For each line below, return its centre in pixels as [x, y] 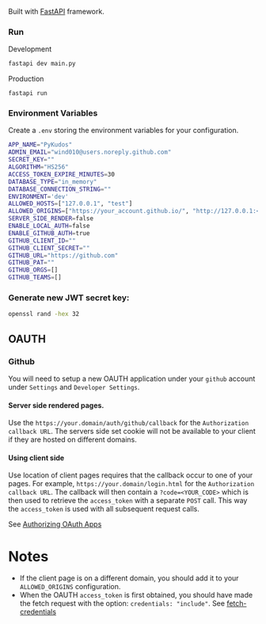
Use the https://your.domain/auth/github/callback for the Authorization [129, 423]
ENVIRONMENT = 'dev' [38, 196]
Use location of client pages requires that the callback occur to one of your [131, 475]
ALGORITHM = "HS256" [38, 167]
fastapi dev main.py [42, 64]
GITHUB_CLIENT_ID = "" [42, 241]
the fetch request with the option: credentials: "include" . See [122, 603]
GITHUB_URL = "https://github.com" [63, 255]
